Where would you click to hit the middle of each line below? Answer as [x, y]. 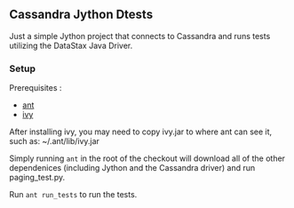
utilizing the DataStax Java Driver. [71, 45]
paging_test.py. [37, 178]
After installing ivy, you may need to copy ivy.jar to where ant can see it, [141, 132]
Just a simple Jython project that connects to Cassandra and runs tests [140, 36]
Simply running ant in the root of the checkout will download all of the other [147, 158]
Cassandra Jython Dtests [81, 15]
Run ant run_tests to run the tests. [73, 195]
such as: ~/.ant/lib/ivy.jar [55, 141]
